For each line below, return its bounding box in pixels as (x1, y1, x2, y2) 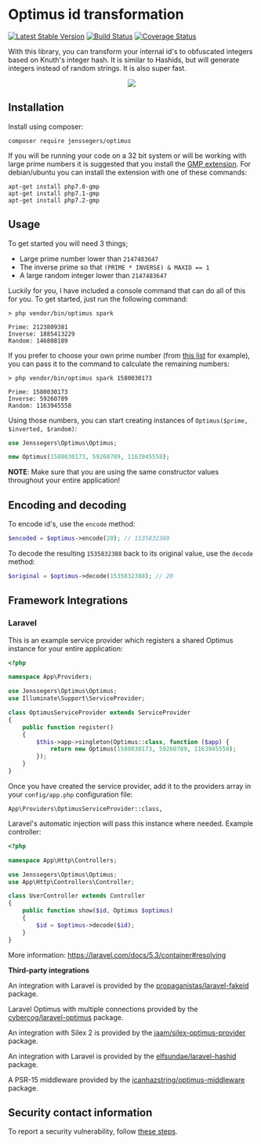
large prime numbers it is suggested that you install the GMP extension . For (8, 159, 252, 168)
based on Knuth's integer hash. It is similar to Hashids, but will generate (8, 55, 240, 64)
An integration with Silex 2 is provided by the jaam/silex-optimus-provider (8, 1028, 246, 1037)
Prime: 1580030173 (8, 387, 68, 396)
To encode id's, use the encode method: (8, 519, 136, 529)
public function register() (22, 723, 114, 731)
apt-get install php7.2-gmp (8, 196, 100, 204)
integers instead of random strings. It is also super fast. (8, 63, 187, 72)
